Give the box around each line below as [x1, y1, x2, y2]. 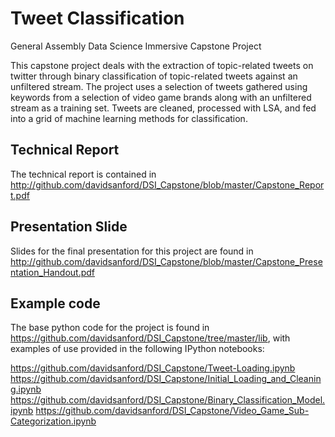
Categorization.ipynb [10, 415, 97, 427]
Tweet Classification [10, 7, 185, 30]
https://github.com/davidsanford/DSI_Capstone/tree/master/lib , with [10, 332, 291, 344]
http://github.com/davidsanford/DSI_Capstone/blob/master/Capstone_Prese [10, 255, 323, 267]
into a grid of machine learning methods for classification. [10, 112, 248, 124]
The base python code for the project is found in [10, 322, 210, 334]
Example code [10, 295, 101, 312]
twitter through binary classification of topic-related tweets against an [10, 70, 298, 82]
